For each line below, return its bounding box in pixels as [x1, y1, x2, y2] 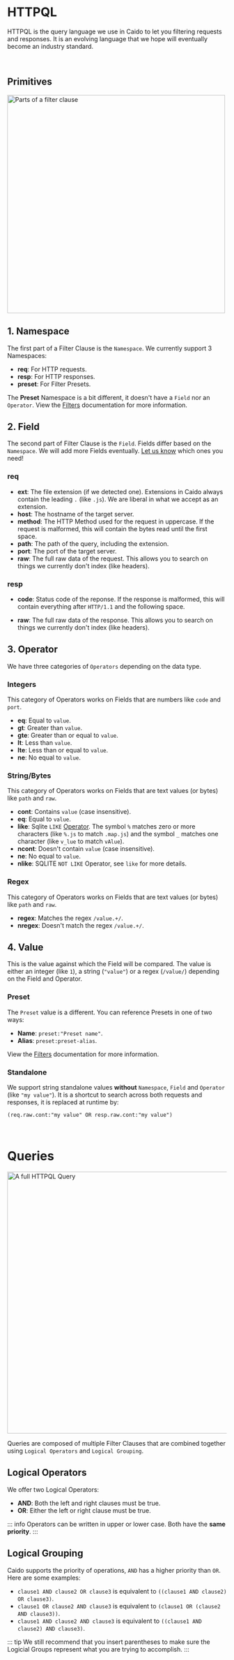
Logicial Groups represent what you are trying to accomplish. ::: [7, 1645, 190, 1653]
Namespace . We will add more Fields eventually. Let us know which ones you [7, 447, 224, 455]
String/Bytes [7, 771, 52, 780]
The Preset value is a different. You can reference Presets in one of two [7, 1008, 212, 1016]
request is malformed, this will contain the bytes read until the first [17, 524, 208, 533]
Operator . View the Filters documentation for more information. [7, 401, 188, 409]
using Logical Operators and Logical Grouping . [7, 1446, 144, 1455]
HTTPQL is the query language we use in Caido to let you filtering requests [7, 27, 222, 36]
